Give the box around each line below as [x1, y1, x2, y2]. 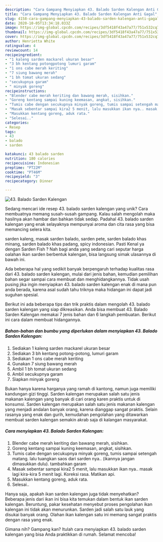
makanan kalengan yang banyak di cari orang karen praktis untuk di [5, 396, 141, 402]
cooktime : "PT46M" [5, 170, 42, 175]
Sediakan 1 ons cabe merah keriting [12, 356, 83, 361]
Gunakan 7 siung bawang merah [12, 361, 77, 366]
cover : [5, 35, 18, 39]
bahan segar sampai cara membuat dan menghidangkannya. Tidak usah [5, 276, 149, 282]
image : [5, 25, 18, 30]
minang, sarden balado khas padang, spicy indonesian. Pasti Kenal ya [5, 241, 145, 247]
